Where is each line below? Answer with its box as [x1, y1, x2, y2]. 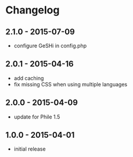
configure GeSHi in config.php [13, 42, 87, 49]
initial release [13, 145, 46, 152]
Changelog [5, 4, 60, 17]
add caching [13, 74, 44, 82]
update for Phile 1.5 [13, 113, 60, 120]
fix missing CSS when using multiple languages [13, 81, 128, 88]
